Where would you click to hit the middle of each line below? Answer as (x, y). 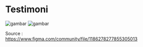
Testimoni (27, 9)
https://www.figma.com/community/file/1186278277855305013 (71, 39)
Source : (14, 33)
